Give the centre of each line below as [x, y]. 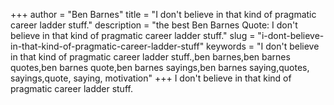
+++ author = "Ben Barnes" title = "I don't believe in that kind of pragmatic [163, 14]
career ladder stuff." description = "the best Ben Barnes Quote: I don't [154, 25]
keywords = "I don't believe [263, 46]
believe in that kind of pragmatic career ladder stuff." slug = [133, 35]
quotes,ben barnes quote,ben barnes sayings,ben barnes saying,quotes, [160, 67]
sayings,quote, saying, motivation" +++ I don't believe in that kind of [151, 78]
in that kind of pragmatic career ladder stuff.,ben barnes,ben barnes [150, 57]
